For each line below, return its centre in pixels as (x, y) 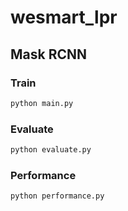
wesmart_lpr (64, 17)
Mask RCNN (49, 54)
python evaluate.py (51, 150)
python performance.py (57, 196)
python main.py (42, 103)
